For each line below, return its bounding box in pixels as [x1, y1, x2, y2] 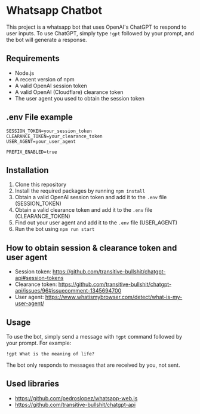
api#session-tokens [14, 275, 64, 282]
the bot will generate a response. [6, 36, 88, 43]
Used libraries [6, 379, 60, 389]
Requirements [6, 53, 60, 63]
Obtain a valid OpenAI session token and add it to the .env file [14, 194, 167, 201]
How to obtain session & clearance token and [6, 243, 177, 253]
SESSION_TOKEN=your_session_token [6, 128, 93, 134]
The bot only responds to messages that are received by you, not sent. [6, 361, 180, 369]
